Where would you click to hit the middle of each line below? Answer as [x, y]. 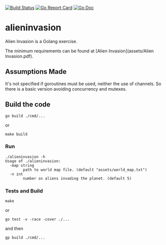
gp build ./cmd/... [25, 238]
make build [16, 134]
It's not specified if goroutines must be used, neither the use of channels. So [83, 84]
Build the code [28, 105]
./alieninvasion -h [25, 157]
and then [14, 229]
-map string [22, 165]
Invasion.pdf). [19, 56]
